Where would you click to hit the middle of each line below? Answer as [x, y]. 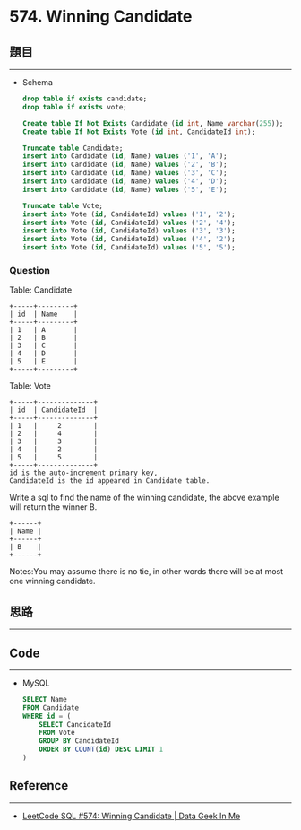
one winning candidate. [52, 581]
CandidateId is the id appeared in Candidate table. [110, 481]
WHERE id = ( [47, 716]
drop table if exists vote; [74, 107]
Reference [39, 786]
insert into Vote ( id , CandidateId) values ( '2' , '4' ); [129, 223]
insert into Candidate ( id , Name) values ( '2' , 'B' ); [125, 165]
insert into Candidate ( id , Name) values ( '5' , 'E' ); [125, 189]
